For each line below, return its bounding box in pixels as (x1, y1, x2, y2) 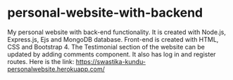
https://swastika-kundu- (75, 57, 146, 65)
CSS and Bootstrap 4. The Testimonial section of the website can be (7, 42, 206, 51)
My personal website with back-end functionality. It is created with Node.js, (7, 28, 227, 36)
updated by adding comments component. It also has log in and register (7, 50, 216, 58)
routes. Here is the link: (7, 57, 75, 65)
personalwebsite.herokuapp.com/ (7, 65, 106, 73)
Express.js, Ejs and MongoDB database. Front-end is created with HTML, (7, 35, 219, 43)
